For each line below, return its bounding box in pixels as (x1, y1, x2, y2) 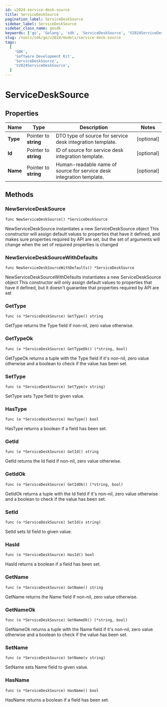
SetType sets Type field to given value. (5, 393, 84, 399)
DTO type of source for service (55, 132, 128, 139)
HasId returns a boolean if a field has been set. (5, 561, 101, 567)
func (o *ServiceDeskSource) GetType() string (5, 314, 103, 319)
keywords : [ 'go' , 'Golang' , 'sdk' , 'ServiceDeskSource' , (5, 30, 126, 35)
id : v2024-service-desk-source (5, 7, 70, 12)
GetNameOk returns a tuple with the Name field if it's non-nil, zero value (5, 626, 153, 632)
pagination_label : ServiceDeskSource (5, 16, 83, 21)
